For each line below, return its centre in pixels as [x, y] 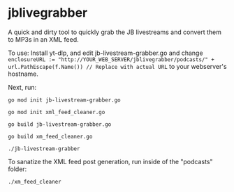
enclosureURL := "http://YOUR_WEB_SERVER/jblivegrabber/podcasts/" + [111, 59]
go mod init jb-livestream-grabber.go [64, 100]
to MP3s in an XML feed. [43, 39]
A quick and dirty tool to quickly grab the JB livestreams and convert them [115, 32]
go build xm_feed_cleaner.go [50, 136]
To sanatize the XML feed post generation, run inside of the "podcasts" [110, 161]
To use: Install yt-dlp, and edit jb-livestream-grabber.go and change [105, 53]
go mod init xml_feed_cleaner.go [57, 112]
